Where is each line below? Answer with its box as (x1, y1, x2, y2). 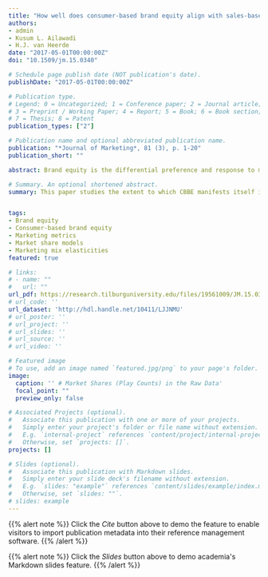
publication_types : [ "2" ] (8, 122, 94, 130)
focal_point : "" (15, 387, 69, 395)
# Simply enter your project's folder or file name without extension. (8, 424, 259, 432)
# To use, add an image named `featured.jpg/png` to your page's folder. (8, 364, 259, 372)
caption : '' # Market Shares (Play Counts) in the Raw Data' (15, 379, 223, 388)
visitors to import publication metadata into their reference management (8, 527, 245, 537)
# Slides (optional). (8, 460, 81, 468)
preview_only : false (15, 394, 84, 402)
